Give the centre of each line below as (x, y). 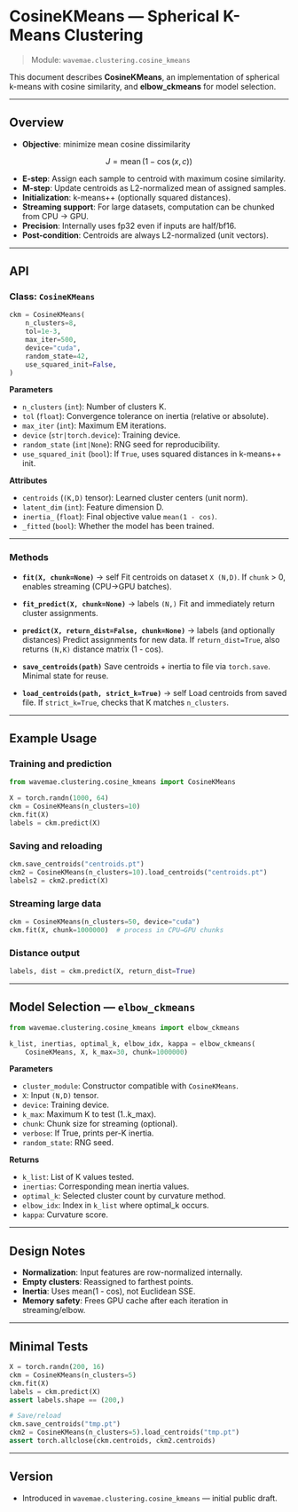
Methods (29, 558)
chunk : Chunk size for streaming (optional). (100, 1124)
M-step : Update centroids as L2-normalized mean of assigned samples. (154, 187)
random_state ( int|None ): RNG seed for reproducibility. (121, 445)
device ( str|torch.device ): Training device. (101, 435)
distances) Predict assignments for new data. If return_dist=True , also (151, 639)
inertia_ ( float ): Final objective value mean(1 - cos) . (119, 517)
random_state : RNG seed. (67, 1143)
